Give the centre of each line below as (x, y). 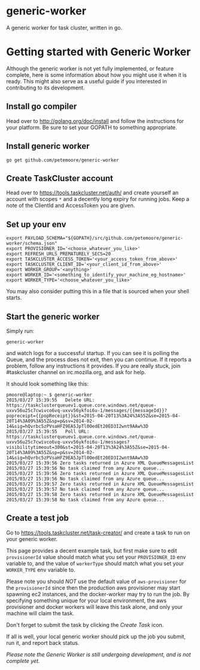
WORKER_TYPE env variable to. (41, 570)
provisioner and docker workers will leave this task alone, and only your (95, 606)
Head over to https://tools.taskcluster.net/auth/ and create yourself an (93, 193)
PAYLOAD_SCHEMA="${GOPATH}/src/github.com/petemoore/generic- (104, 238)
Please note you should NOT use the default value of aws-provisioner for (96, 581)
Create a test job (37, 518)
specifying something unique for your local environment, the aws (86, 600)
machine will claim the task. (40, 613)
